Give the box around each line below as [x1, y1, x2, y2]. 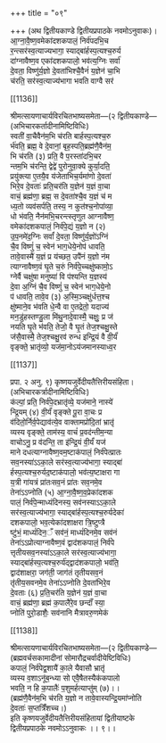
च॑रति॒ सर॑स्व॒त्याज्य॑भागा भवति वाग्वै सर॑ [10, 76, 114, 86]
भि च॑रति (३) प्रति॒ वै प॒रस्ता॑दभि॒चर [10, 151, 102, 161]
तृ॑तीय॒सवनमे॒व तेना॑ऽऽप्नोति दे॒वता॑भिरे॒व [10, 577, 111, 588]
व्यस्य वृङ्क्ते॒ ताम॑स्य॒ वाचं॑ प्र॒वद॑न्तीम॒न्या [10, 427, 113, 437]
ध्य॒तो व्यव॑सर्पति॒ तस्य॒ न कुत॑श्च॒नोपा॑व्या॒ [10, 201, 113, 211]
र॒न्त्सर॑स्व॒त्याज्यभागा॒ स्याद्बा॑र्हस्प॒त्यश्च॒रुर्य [10, 45, 121, 56]
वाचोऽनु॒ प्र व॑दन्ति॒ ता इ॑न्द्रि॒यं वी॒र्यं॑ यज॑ [10, 437, 106, 447]
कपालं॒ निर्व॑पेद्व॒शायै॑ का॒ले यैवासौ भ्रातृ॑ [10, 663, 105, 673]
